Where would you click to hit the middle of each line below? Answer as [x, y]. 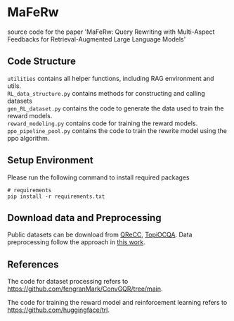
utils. [14, 86]
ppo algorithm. [28, 138]
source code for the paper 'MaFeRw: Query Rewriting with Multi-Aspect [111, 32]
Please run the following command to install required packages [98, 177]
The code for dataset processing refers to [68, 282]
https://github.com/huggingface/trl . [59, 310]
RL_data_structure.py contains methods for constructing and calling [106, 93]
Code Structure [41, 62]
